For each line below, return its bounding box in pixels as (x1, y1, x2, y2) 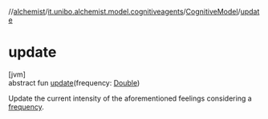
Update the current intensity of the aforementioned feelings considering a (8, 93, 253, 103)
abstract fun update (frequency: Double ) (8, 77, 140, 87)
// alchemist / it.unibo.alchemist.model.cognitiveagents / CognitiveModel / (8, 7, 241, 16)
